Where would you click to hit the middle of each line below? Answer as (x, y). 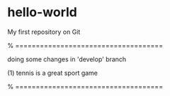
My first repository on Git (44, 32)
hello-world (42, 12)
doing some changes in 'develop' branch (67, 59)
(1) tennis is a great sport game (52, 73)
